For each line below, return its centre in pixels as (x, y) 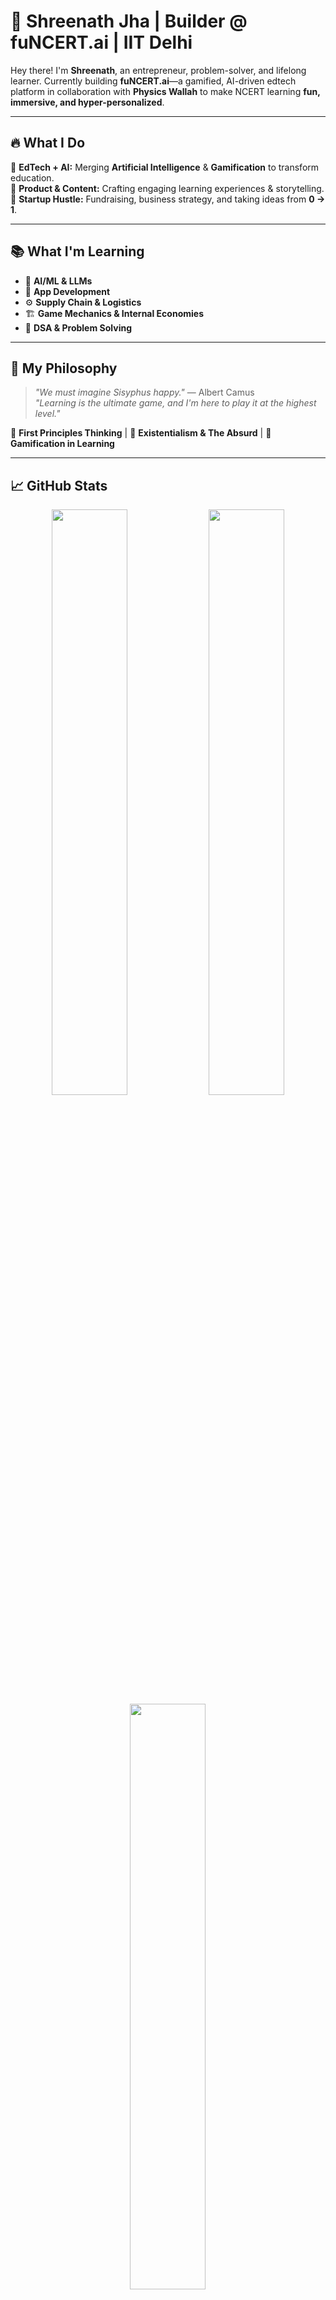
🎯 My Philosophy (64, 368)
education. (32, 177)
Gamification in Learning (62, 444)
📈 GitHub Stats (59, 485)
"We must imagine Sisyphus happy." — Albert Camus (144, 392)
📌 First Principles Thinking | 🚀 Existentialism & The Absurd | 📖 (141, 433)
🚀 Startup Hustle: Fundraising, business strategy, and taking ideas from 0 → (168, 199)
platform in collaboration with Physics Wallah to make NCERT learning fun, (165, 91)
